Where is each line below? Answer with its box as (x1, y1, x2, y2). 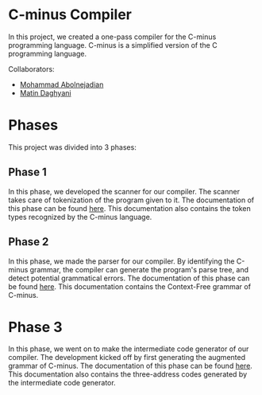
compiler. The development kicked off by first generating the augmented (8, 353, 246, 362)
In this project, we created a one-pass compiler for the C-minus (8, 32, 217, 41)
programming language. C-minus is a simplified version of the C (8, 40, 218, 49)
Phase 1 (8, 166, 48, 179)
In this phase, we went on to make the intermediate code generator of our (8, 344, 249, 354)
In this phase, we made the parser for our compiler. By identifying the (8, 256, 235, 266)
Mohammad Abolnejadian (19, 80, 104, 89)
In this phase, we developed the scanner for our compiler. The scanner (8, 186, 241, 196)
